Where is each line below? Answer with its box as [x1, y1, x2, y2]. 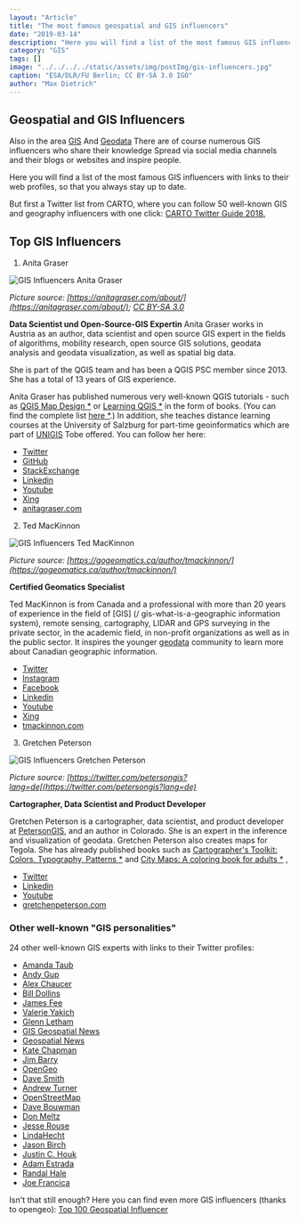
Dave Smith [21, 1072, 65, 1083]
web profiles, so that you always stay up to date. [9, 182, 187, 192]
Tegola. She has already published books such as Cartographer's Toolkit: [9, 844, 278, 855]
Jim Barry [21, 1054, 59, 1064]
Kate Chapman [21, 1044, 77, 1056]
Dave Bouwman [21, 1101, 80, 1112]
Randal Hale [21, 1168, 67, 1178]
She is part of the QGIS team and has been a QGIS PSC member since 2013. [9, 364, 287, 375]
